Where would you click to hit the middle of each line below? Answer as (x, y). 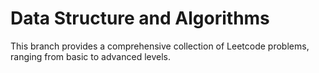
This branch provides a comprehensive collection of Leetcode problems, (160, 46)
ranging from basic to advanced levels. (91, 56)
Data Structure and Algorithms (140, 18)
